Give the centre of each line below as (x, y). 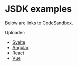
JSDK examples (38, 9)
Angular (20, 47)
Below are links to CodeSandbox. (39, 23)
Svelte (19, 42)
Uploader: (15, 32)
